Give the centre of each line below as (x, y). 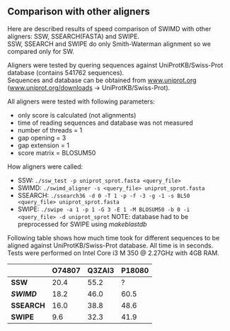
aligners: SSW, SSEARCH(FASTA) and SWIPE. (74, 36)
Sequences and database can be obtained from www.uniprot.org (102, 80)
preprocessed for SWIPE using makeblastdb (82, 224)
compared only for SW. (41, 51)
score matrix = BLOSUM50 (57, 152)
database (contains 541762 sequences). (66, 72)
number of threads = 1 (50, 130)
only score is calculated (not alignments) (77, 115)
